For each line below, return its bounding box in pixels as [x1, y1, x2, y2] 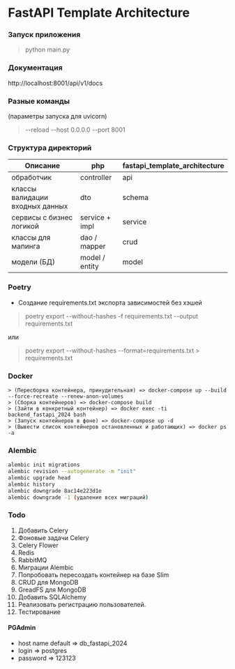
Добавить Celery [17, 526, 68, 535]
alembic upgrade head [8, 475, 71, 482]
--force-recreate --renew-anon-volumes [8, 392, 124, 400]
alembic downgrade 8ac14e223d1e [8, 487, 102, 494]
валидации [11, 193, 48, 203]
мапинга [11, 242, 40, 252]
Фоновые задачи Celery [17, 533, 89, 541]
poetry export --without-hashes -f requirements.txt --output [24, 312, 198, 320]
